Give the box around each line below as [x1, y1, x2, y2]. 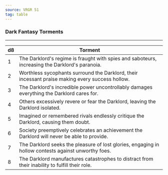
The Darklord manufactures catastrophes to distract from [19, 155, 153, 162]
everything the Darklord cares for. [19, 90, 98, 97]
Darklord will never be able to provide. [19, 133, 108, 140]
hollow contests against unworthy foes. [19, 147, 111, 154]
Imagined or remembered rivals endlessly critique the [19, 112, 144, 119]
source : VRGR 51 [5, 7, 39, 12]
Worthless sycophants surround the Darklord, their [19, 69, 138, 76]
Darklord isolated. [19, 104, 61, 111]
